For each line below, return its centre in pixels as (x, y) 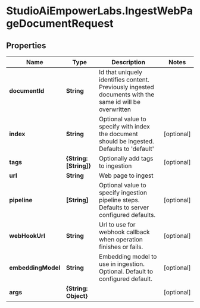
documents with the (127, 95)
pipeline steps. (119, 200)
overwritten (115, 109)
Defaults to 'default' (127, 149)
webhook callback (124, 232)
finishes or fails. (121, 247)
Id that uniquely (121, 72)
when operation (121, 239)
